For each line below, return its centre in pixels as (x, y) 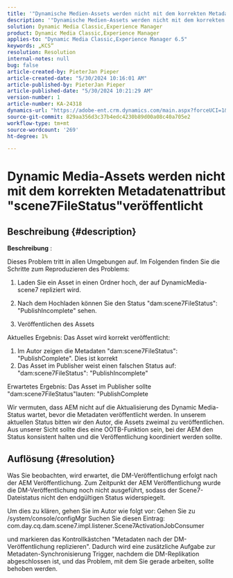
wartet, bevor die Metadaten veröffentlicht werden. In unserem (116, 415)
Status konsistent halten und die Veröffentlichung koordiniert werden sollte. (115, 437)
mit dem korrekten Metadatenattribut (116, 191)
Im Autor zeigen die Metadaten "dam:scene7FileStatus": (97, 351)
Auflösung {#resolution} (61, 459)
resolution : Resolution (42, 53)
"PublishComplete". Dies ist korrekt (67, 359)
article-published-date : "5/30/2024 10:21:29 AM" (80, 91)
